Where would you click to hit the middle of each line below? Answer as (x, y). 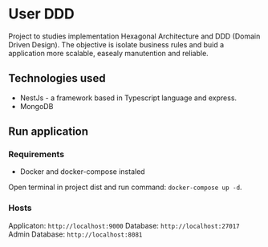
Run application (49, 132)
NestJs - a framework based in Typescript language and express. (128, 98)
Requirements (37, 155)
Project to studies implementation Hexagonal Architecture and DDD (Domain (134, 36)
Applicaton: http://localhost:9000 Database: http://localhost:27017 (124, 225)
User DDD (41, 14)
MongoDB (37, 106)
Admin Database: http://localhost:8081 (75, 234)
